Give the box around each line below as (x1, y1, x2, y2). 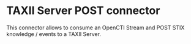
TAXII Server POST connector (6, 4, 160, 18)
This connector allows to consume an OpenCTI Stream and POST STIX (6, 24, 185, 31)
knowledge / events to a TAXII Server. (6, 30, 101, 37)
